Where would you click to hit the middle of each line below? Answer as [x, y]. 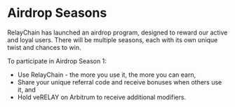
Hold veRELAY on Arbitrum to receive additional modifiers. [102, 97]
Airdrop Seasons [57, 13]
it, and [27, 89]
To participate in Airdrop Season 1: [57, 61]
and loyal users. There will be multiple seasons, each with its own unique [113, 39]
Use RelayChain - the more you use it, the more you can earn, [107, 75]
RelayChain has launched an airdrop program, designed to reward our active [117, 32]
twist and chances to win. [45, 47]
